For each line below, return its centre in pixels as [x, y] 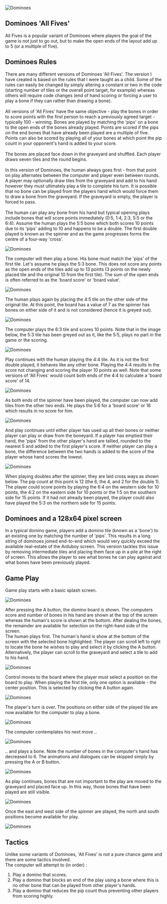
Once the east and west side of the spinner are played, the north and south [82, 811]
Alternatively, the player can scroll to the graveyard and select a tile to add [82, 652]
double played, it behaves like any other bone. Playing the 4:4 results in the [82, 365]
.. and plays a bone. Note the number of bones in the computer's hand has [82, 751]
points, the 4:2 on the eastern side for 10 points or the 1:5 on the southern [81, 492]
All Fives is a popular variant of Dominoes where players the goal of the [79, 36]
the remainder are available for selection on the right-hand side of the [77, 626]
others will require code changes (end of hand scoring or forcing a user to [81, 95]
